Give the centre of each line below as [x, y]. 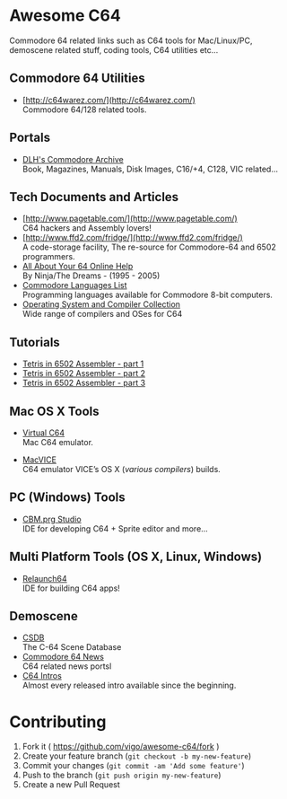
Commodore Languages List [74, 285]
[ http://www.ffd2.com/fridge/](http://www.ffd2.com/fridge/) [133, 238]
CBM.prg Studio [52, 519]
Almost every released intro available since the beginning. [129, 685]
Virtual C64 [43, 433]
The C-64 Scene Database [72, 647]
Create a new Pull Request [71, 785]
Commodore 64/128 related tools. [84, 110]
